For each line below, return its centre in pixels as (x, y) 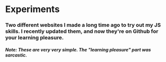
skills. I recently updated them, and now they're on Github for (82, 31)
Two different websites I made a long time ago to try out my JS (83, 25)
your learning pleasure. (35, 38)
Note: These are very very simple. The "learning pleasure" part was (78, 49)
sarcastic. (16, 55)
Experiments (33, 9)
